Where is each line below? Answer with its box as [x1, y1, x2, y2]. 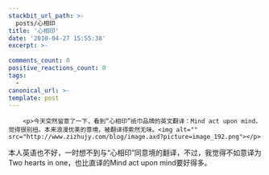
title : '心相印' [8, 26, 60, 35]
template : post [8, 94, 60, 102]
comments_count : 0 [8, 57, 70, 65]
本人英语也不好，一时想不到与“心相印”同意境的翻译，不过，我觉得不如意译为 [8, 148, 262, 157]
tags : [8, 71, 27, 79]
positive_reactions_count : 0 [8, 64, 106, 72]
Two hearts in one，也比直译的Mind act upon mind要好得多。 [8, 158, 212, 168]
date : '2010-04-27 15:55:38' [8, 34, 106, 43]
